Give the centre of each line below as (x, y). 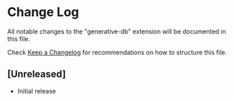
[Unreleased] (37, 74)
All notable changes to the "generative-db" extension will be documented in (117, 31)
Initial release (36, 91)
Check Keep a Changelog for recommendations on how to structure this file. (117, 52)
